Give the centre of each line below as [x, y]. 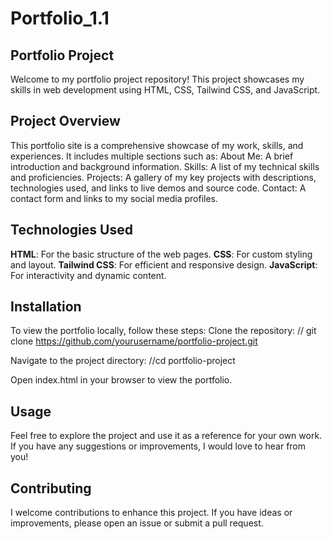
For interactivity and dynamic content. [88, 275]
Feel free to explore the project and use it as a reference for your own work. [166, 436]
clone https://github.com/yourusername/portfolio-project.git [134, 341]
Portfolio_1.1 [60, 18]
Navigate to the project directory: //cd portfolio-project [123, 361]
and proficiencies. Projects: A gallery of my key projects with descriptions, [163, 177]
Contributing [51, 488]
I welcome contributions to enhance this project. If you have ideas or [151, 513]
